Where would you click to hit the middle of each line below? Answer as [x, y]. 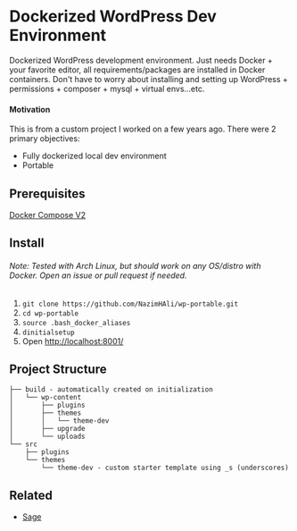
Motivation [30, 109]
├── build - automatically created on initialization [111, 390]
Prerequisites [47, 194]
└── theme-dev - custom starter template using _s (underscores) [165, 468]
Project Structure [58, 369]
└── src [24, 444]
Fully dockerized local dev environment [94, 156]
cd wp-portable [50, 313]
